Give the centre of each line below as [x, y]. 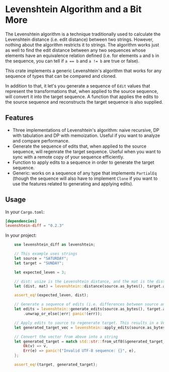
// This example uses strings [46, 254]
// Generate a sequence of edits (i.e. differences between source [86, 304]
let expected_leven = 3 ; [40, 272]
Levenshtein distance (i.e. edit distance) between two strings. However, [79, 39]
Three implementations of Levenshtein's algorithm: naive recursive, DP [86, 130]
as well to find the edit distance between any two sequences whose [75, 50]
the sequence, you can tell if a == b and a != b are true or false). [72, 61]
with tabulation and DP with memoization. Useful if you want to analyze [86, 135]
